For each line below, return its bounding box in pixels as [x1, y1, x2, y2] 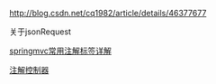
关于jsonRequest [9, 26, 72, 37]
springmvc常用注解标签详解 [9, 45, 112, 56]
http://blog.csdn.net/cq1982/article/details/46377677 [9, 8, 207, 18]
